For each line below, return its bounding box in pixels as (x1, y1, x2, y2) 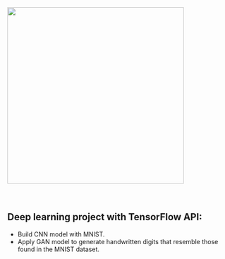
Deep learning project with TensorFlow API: (7, 211, 202, 223)
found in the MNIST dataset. (17, 245, 100, 253)
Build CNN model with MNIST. (17, 229, 105, 239)
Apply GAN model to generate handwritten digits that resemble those (17, 237, 219, 246)
